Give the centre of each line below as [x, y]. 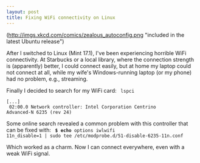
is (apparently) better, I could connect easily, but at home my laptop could [99, 66]
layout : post [23, 12]
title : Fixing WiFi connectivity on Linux [61, 18]
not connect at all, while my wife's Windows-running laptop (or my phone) [99, 72]
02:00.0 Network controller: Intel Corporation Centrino [82, 107]
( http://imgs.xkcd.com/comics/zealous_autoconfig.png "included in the [95, 35]
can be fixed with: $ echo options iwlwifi [61, 130]
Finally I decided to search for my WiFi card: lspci [71, 90]
